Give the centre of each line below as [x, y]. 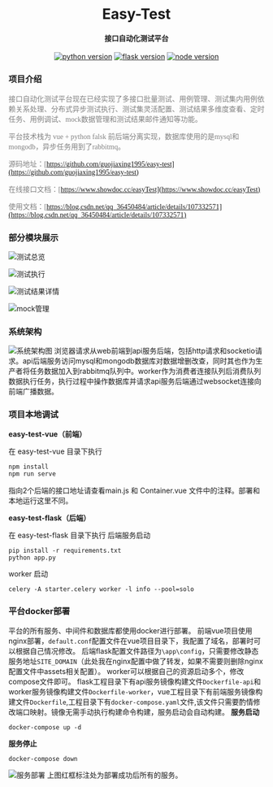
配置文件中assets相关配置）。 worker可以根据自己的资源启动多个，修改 [126, 671]
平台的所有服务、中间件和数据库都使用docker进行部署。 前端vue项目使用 [131, 630]
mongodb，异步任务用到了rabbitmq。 [67, 147]
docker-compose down [43, 759]
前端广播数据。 [33, 392]
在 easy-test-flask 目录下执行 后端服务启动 [80, 535]
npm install [28, 467]
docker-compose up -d [45, 727]
